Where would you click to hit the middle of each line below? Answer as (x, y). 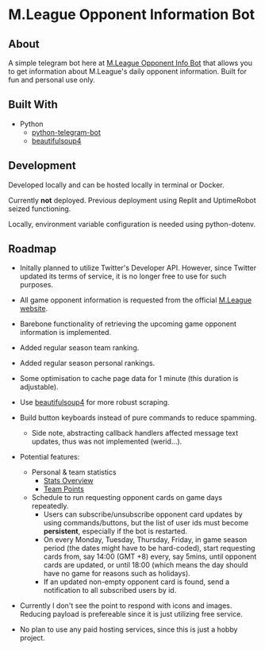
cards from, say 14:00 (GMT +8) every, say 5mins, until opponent (150, 556)
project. (32, 638)
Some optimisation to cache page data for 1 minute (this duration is (129, 379)
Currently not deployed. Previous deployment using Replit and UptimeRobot (132, 200)
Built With (33, 105)
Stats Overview (68, 481)
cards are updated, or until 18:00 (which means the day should (146, 565)
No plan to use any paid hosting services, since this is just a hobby (129, 629)
